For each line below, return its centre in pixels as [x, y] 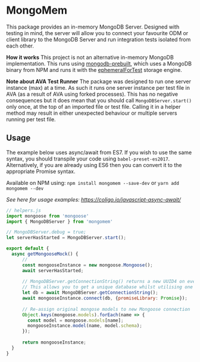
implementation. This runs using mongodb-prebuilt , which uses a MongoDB [99, 64]
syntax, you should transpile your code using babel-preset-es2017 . [88, 159]
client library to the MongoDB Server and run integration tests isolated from [99, 39]
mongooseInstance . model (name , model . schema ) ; [85, 326]
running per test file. [31, 119]
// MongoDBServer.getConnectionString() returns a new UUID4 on [103, 282]
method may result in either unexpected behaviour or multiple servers [92, 113]
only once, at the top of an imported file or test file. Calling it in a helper [93, 106]
